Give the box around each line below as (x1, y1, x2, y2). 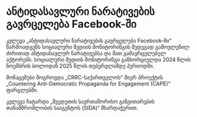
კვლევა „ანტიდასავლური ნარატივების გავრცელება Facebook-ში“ (6, 37, 172, 44)
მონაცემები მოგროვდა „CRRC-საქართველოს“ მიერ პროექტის (6, 74, 163, 81)
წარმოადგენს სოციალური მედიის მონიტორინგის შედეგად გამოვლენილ (6, 43, 190, 50)
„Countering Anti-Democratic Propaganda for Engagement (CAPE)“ (6, 80, 171, 87)
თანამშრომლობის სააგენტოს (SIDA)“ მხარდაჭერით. (6, 104, 138, 111)
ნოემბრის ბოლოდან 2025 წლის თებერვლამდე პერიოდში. (6, 62, 154, 69)
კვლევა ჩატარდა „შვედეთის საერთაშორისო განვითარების (6, 97, 155, 105)
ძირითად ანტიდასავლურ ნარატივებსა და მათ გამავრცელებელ (6, 49, 166, 56)
